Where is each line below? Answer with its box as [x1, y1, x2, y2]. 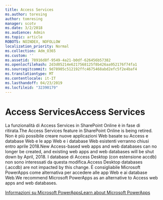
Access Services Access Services [5, 106, 145, 117]
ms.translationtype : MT [5, 71, 54, 76]
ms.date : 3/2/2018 [5, 26, 43, 31]
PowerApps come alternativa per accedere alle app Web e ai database [5, 169, 147, 175]
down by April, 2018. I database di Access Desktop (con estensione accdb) [5, 154, 157, 160]
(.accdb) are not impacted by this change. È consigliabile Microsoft [5, 165, 141, 170]
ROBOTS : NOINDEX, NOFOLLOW [5, 39, 60, 44]
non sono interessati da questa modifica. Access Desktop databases [5, 159, 143, 165]
